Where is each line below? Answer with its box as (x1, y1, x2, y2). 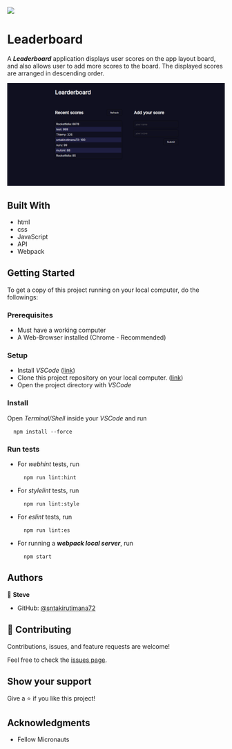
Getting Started (7, 267, 75, 279)
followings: (7, 293, 39, 301)
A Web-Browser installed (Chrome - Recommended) (17, 333, 166, 342)
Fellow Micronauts (17, 735, 70, 743)
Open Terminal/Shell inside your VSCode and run (7, 414, 147, 422)
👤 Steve (7, 590, 30, 598)
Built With (7, 199, 50, 211)
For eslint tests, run (17, 512, 72, 521)
